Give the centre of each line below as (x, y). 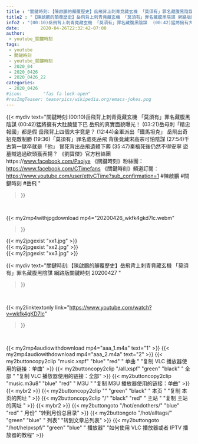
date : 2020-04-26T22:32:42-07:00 (57, 28)
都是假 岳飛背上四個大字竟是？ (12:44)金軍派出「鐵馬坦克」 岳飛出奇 (105, 131)
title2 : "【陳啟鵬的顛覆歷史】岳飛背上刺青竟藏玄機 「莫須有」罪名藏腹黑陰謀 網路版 (99, 17)
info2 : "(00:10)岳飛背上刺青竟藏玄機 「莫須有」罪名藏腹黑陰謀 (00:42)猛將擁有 (98, 22)
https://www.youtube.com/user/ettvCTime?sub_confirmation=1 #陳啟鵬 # (95, 176)
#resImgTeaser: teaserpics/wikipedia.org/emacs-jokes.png (79, 99)
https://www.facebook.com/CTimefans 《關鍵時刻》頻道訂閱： (82, 168)
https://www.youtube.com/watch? (110, 307)
